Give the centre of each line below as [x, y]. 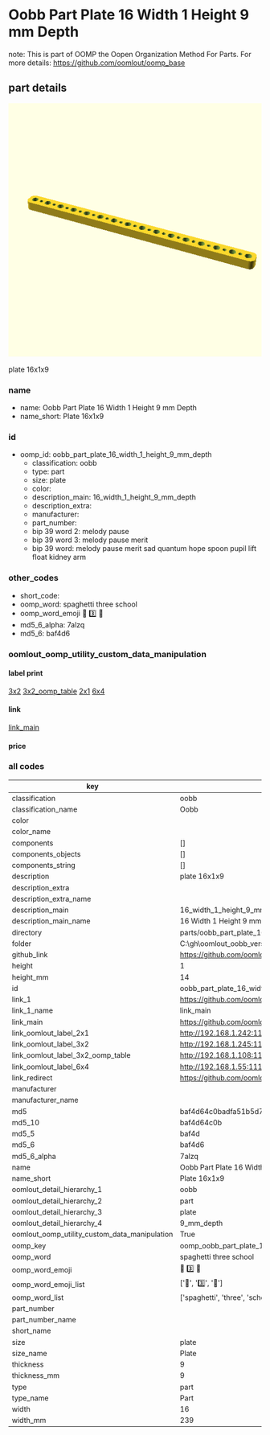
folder [22, 944]
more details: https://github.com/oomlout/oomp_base [97, 63]
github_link [30, 955]
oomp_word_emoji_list [48, 1284]
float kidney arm [59, 557]
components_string [44, 866]
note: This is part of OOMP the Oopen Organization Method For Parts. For [130, 54]
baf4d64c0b [201, 1122]
